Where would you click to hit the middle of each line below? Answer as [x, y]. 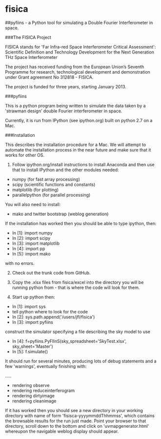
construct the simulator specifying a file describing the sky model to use [78, 332]
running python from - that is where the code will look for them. [76, 287]
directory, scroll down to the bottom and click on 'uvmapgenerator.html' [77, 426]
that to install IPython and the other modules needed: [65, 170]
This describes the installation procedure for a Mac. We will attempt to [76, 144]
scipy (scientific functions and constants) [54, 184]
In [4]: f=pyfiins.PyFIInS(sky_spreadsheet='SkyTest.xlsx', [69, 341]
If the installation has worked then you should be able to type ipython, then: [81, 223]
